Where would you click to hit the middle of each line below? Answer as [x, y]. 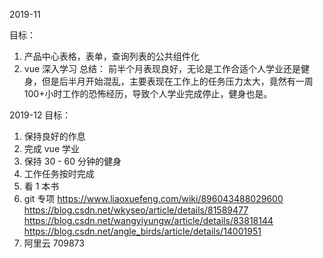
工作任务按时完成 [59, 173]
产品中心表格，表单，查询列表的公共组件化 [111, 56]
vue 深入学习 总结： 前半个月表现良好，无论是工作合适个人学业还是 [162, 68]
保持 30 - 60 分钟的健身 [72, 161]
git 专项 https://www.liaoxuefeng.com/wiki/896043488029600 [153, 198]
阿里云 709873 [54, 243]
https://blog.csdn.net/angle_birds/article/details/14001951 [142, 231]
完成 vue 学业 [51, 148]
